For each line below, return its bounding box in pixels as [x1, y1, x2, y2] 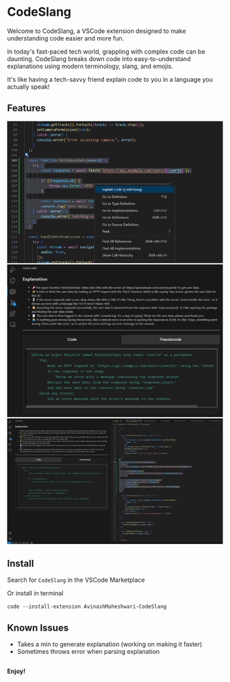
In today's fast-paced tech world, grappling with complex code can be [7, 47, 205, 56]
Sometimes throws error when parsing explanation [16, 648, 160, 656]
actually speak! [7, 82, 50, 91]
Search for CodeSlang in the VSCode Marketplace [7, 576, 145, 584]
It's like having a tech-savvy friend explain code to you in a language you [7, 75, 214, 83]
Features [7, 102, 46, 114]
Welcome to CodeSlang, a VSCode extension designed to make [7, 27, 186, 35]
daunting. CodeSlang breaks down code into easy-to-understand [7, 54, 191, 62]
